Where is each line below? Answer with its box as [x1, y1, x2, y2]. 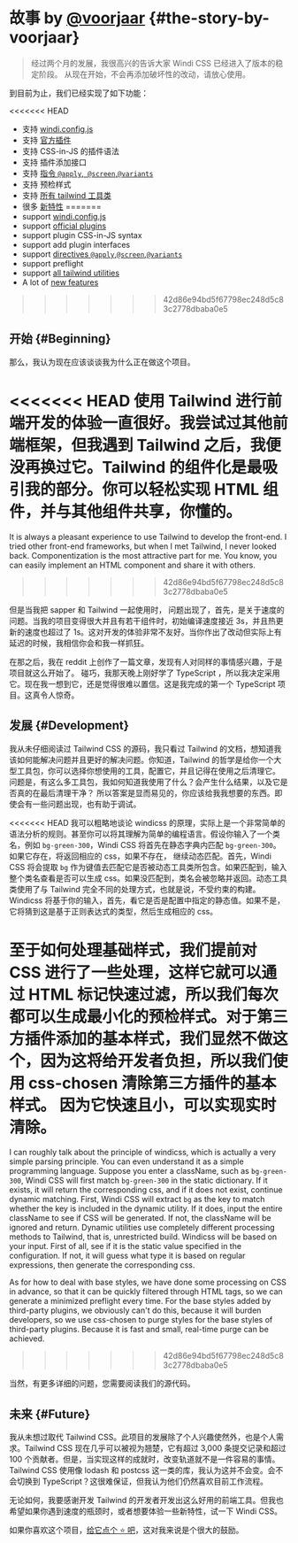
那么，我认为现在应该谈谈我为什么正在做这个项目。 [9, 356, 195, 367]
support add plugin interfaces [21, 239, 131, 250]
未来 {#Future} [9, 1407, 91, 1422]
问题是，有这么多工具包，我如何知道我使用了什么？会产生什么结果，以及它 [9, 776, 280, 787]
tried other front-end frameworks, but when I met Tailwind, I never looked [9, 541, 277, 552]
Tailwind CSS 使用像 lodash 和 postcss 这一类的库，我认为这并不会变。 [9, 1465, 268, 1476]
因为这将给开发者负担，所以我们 [40, 1051, 273, 1071]
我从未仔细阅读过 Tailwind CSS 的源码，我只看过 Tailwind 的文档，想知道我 [9, 743, 282, 753]
